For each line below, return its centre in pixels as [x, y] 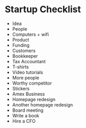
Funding [21, 45]
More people [26, 78]
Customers [24, 50]
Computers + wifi [30, 34]
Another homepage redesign [42, 105]
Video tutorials [28, 72]
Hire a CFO [24, 121]
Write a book [26, 115]
